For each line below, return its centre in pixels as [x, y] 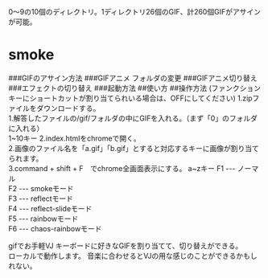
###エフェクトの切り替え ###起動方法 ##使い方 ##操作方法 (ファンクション [135, 88]
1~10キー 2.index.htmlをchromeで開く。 [74, 138]
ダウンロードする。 [68, 108]
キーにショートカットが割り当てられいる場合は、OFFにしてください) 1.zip [130, 98]
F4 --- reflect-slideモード [50, 208]
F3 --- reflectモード [41, 198]
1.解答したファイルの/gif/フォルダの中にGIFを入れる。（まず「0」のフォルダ [133, 118]
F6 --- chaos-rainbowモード [55, 228]
